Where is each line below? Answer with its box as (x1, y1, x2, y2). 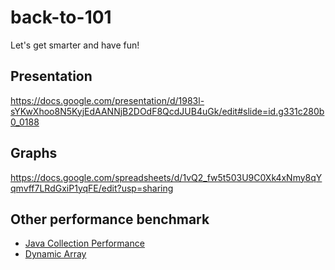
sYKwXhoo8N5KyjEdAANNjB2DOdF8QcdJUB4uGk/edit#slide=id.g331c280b (10, 105, 325, 117)
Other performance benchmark (10, 211, 210, 228)
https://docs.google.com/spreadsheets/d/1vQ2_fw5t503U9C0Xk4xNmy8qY (10, 171, 323, 183)
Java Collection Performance (24, 237, 145, 250)
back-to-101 (10, 6, 112, 29)
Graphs (10, 145, 58, 162)
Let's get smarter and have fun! (10, 39, 140, 51)
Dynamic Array (24, 248, 87, 260)
